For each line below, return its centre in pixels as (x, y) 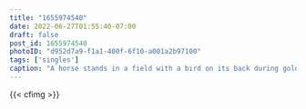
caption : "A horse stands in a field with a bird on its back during (144, 69)
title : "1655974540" (49, 18)
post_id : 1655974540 (49, 43)
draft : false (34, 35)
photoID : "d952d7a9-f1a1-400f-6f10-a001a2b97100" (106, 52)
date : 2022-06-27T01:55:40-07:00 (73, 26)
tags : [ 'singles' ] (44, 60)
